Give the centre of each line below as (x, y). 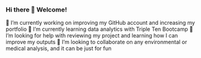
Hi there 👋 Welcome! (36, 10)
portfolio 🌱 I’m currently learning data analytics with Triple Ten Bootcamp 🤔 (100, 29)
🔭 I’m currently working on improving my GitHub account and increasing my (101, 23)
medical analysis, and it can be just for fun (59, 48)
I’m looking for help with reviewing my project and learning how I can (92, 36)
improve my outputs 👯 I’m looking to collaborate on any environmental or (97, 42)
